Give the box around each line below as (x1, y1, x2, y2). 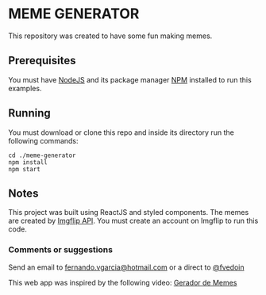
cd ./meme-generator (8, 151, 77, 159)
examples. (8, 83, 42, 93)
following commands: (8, 136, 79, 145)
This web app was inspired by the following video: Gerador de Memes (8, 278, 237, 287)
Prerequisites (8, 54, 76, 67)
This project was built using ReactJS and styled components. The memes (8, 208, 249, 217)
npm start (8, 165, 41, 173)
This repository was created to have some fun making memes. (8, 31, 213, 40)
